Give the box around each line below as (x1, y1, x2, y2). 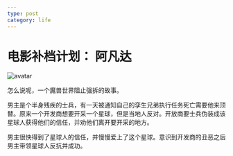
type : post (7, 10, 39, 17)
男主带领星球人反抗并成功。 (7, 141, 87, 150)
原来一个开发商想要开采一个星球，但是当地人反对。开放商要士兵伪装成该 (19, 110, 226, 118)
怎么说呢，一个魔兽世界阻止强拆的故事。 (7, 86, 123, 94)
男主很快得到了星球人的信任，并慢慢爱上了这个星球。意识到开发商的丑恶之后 (7, 133, 226, 141)
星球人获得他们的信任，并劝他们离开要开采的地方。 (7, 119, 153, 127)
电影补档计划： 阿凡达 (7, 49, 132, 64)
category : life (7, 17, 51, 24)
